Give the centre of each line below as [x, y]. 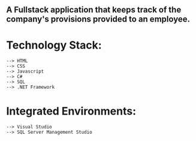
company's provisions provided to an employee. [98, 19]
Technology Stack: [54, 45]
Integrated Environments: [71, 111]
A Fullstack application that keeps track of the [94, 10]
